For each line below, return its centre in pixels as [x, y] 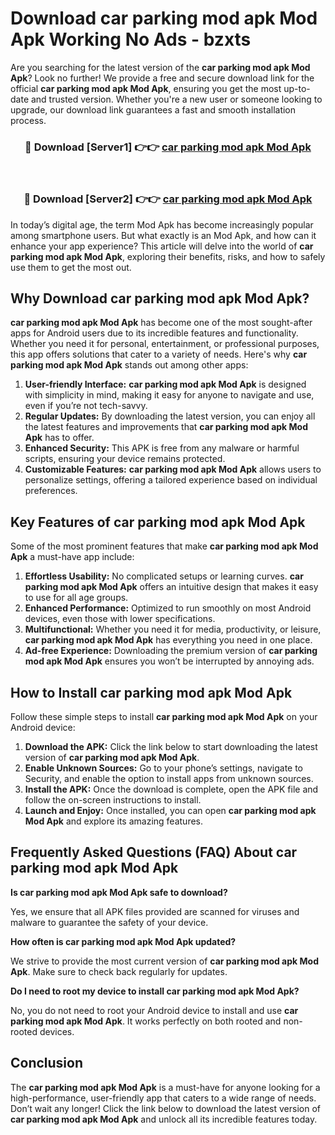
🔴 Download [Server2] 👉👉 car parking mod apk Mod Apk [168, 199]
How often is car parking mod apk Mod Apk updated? [123, 941]
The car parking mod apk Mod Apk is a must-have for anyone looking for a [165, 1087]
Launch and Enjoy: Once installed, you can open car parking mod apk [170, 810]
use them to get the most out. [71, 267]
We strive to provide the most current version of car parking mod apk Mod [164, 961]
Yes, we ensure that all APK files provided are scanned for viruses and [155, 911]
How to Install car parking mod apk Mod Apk [151, 692]
